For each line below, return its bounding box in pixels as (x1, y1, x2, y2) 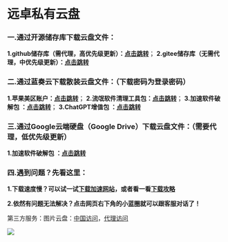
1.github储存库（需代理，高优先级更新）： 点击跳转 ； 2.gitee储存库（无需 (7, 50, 214, 58)
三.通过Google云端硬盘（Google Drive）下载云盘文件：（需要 (7, 121, 209, 131)
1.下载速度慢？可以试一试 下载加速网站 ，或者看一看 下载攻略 (7, 185, 175, 193)
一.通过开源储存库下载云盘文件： (7, 32, 116, 42)
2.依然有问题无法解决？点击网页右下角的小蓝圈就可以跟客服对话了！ (7, 199, 201, 208)
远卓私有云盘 (7, 6, 81, 22)
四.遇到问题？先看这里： (7, 168, 88, 177)
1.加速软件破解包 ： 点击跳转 (7, 149, 86, 157)
